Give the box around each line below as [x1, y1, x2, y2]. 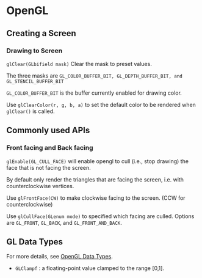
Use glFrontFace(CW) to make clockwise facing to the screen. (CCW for [6, 194, 186, 202]
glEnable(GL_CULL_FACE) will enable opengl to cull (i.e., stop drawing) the [6, 157, 189, 165]
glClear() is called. [6, 108, 55, 115]
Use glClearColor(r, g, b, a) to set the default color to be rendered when [6, 101, 197, 108]
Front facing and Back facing [6, 144, 93, 152]
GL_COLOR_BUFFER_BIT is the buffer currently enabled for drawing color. [6, 89, 182, 97]
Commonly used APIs [6, 125, 90, 136]
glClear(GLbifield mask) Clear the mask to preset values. [6, 60, 153, 67]
